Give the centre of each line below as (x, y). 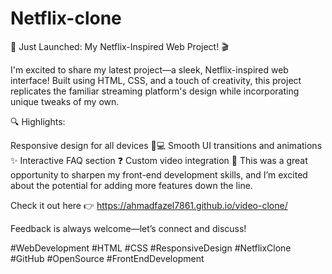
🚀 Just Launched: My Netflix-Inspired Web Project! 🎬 (119, 46)
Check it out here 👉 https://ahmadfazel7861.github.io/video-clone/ (149, 205)
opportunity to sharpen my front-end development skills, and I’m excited (159, 174)
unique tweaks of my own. (65, 101)
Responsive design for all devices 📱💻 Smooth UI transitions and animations (166, 145)
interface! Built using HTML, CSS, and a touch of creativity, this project (156, 80)
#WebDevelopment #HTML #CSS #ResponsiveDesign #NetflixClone (151, 248)
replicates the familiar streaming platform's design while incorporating (155, 91)
